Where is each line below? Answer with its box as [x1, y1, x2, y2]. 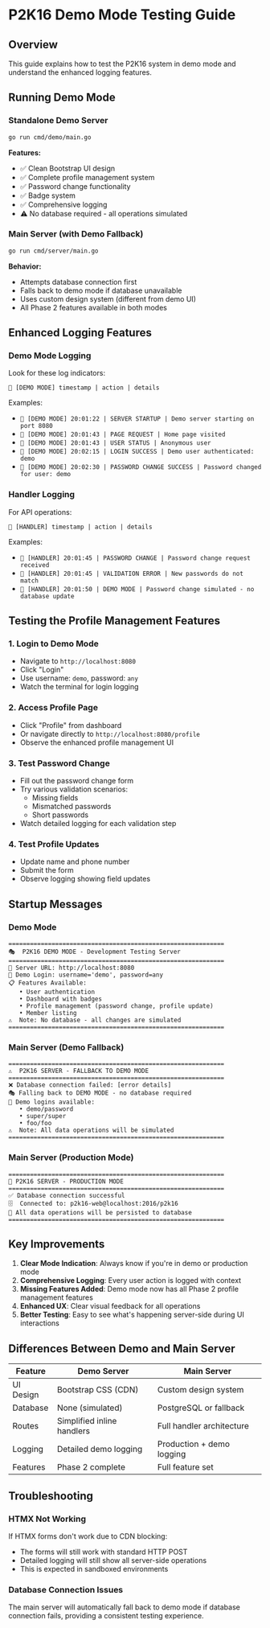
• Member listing [18, 1009, 78, 1017]
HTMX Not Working [8, 1513, 87, 1524]
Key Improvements [8, 1237, 105, 1251]
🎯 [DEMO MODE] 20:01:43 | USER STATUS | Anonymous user [19, 439, 211, 447]
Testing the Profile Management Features [8, 614, 221, 628]
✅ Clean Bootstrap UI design [19, 163, 116, 173]
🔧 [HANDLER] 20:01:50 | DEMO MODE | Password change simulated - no [19, 585, 255, 593]
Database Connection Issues [8, 1584, 124, 1595]
